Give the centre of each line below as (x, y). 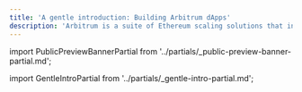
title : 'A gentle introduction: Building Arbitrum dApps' (120, 17)
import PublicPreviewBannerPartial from (84, 51)
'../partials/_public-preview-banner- (226, 51)
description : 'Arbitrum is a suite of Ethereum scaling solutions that (146, 26)
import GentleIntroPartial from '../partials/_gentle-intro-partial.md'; (132, 78)
